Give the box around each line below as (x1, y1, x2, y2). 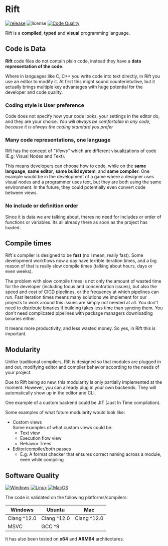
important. (5, 331, 27, 337)
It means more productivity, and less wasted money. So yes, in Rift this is (5, 325, 156, 331)
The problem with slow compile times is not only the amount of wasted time (5, 278, 161, 284)
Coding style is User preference (5, 102, 84, 109)
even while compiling (20, 457, 64, 463)
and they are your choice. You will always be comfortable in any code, (5, 118, 151, 124)
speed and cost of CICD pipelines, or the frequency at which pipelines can (5, 289, 159, 295)
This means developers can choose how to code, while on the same (5, 163, 146, 169)
